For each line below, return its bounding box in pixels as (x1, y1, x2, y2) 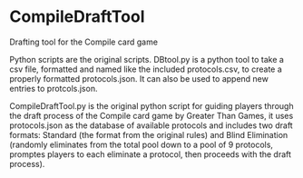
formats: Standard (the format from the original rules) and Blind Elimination (9, 129, 288, 140)
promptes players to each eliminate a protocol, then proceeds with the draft (9, 148, 292, 160)
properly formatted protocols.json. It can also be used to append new (9, 73, 269, 84)
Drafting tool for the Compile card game (9, 36, 159, 47)
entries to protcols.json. (9, 83, 98, 94)
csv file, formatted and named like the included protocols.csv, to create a (9, 64, 283, 74)
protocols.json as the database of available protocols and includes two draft (9, 120, 293, 131)
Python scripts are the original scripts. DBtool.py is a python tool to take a (9, 54, 284, 64)
